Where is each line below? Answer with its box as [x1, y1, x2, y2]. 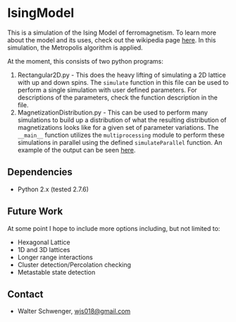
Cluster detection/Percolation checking [17, 260, 132, 269]
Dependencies [7, 166, 73, 178]
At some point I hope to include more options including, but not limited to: [7, 224, 221, 232]
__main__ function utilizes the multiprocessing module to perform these [17, 131, 225, 139]
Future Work [7, 205, 63, 217]
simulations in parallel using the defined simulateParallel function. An [17, 138, 223, 146]
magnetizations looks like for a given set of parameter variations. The [17, 123, 219, 131]
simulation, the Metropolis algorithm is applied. [7, 43, 143, 52]
